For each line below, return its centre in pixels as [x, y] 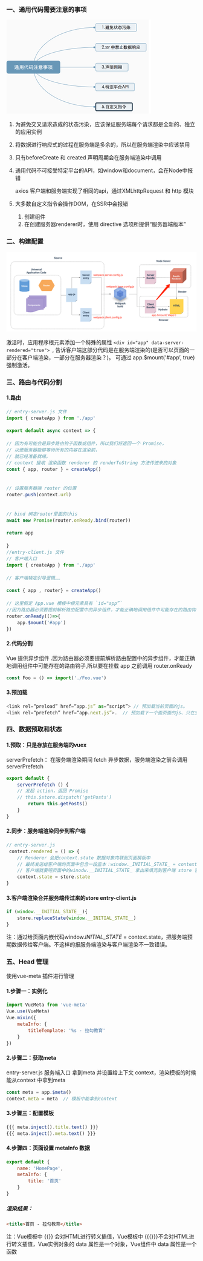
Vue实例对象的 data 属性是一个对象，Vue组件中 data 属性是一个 [117, 1244]
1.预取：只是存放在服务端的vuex [47, 745]
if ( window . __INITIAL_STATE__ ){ [47, 912]
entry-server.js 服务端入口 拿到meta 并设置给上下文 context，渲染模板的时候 [101, 1072]
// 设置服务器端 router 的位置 [41, 488]
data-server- [168, 343]
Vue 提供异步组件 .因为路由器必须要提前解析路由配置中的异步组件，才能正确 [101, 658]
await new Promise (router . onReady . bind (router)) [69, 520]
